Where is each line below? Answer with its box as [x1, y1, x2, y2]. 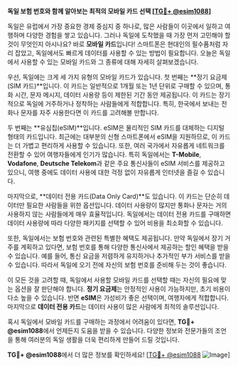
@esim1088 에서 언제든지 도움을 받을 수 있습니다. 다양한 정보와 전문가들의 [7, 327, 214, 335]
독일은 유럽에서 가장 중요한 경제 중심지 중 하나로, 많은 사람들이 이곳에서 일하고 [7, 22, 224, 31]
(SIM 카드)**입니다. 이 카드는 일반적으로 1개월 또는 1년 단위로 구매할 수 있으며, [7, 82, 224, 90]
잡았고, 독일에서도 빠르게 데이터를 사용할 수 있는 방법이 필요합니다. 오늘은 [14, 49, 218, 57]
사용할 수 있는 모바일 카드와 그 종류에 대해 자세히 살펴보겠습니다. [20, 58, 199, 66]
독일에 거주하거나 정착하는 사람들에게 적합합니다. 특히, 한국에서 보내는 [26, 100, 220, 108]
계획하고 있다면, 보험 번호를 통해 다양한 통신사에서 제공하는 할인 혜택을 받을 [20, 243, 229, 251]
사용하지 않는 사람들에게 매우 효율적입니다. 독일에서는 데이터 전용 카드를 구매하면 [7, 210, 232, 218]
